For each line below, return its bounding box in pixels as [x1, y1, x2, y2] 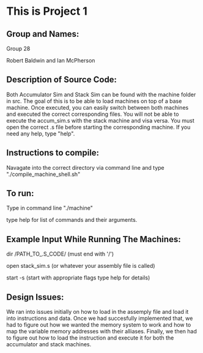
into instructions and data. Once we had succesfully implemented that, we [6, 314, 193, 322]
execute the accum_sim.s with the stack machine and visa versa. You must [6, 116, 194, 124]
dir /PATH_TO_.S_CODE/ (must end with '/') [6, 250, 114, 258]
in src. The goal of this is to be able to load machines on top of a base [6, 97, 182, 105]
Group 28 [6, 45, 31, 52]
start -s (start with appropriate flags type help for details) [6, 274, 150, 281]
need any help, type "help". [6, 130, 75, 137]
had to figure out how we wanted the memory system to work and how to [6, 321, 191, 328]
